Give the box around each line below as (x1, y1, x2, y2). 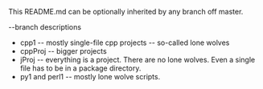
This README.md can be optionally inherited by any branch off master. (8, 7, 244, 16)
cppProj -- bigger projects (19, 47, 107, 55)
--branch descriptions (8, 22, 82, 31)
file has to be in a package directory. (19, 63, 142, 73)
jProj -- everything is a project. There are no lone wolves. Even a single (19, 55, 256, 64)
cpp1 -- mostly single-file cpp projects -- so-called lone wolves (19, 38, 230, 47)
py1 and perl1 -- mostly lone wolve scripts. (19, 72, 161, 81)
